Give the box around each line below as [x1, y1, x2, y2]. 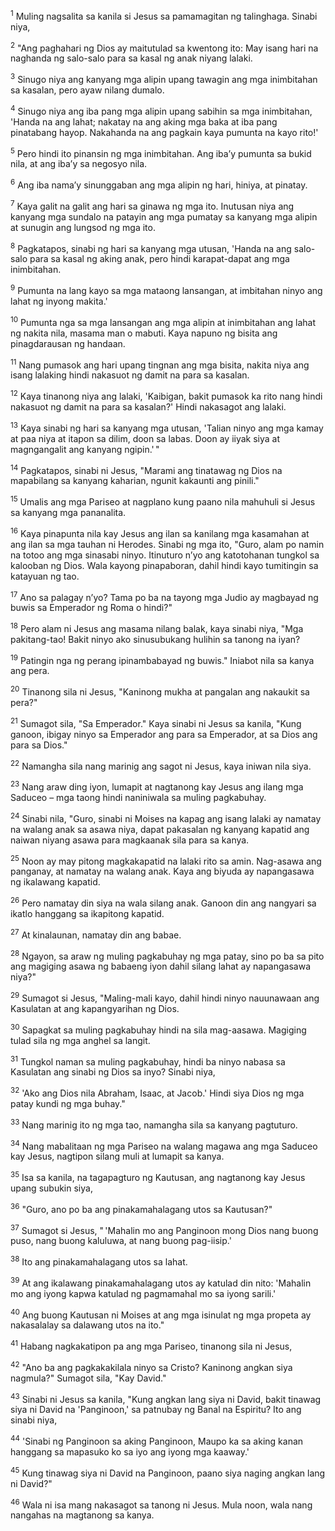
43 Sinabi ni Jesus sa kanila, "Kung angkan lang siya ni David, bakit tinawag [10, 1391, 322, 1405]
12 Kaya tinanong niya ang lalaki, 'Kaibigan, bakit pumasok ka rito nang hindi [10, 389, 323, 402]
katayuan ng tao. [10, 570, 80, 582]
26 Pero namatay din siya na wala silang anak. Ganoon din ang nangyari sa [10, 895, 317, 909]
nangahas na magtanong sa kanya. [10, 1509, 155, 1521]
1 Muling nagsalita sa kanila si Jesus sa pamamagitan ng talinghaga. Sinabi [10, 9, 318, 22]
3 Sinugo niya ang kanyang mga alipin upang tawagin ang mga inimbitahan [10, 72, 318, 85]
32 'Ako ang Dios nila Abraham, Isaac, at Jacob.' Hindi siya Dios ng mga [10, 1085, 305, 1099]
